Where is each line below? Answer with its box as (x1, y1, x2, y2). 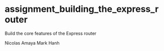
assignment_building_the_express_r (5, 3, 159, 15)
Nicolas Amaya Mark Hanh (5, 40, 60, 46)
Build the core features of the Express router (5, 30, 97, 36)
